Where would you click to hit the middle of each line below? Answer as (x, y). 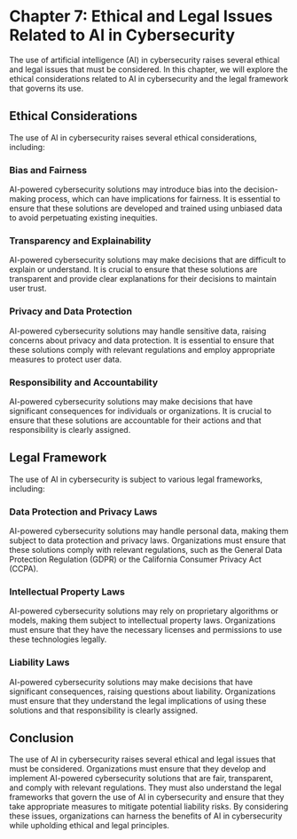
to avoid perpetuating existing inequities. (83, 218)
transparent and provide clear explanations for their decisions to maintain (143, 279)
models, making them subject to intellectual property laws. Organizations (143, 620)
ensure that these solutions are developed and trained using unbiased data (146, 208)
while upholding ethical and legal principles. (90, 826)
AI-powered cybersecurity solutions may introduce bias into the (125, 189)
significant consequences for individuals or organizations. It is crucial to (141, 411)
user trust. (28, 288)
